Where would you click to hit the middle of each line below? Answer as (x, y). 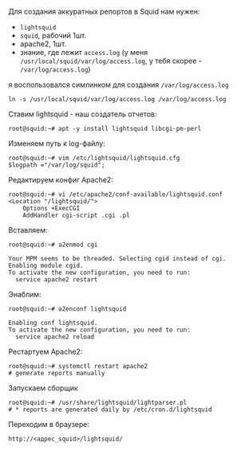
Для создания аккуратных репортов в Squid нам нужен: (104, 12)
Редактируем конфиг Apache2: (61, 180)
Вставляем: (28, 230)
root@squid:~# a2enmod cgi (53, 245)
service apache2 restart (57, 280)
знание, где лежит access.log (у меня (84, 52)
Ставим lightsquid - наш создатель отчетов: (83, 114)
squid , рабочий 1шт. (53, 35)
